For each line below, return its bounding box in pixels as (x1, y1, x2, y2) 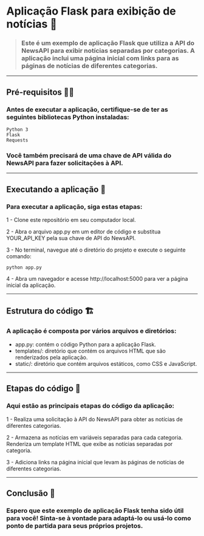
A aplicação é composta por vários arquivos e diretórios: (6, 327, 177, 335)
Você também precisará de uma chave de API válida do (6, 151, 172, 160)
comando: (6, 253, 32, 260)
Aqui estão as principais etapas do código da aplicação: (6, 402, 175, 410)
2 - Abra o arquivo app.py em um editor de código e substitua (6, 228, 161, 235)
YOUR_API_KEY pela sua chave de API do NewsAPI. (6, 235, 136, 242)
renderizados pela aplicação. (15, 354, 88, 361)
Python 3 (6, 126, 29, 133)
